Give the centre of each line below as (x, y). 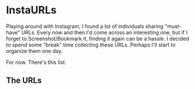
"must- (173, 26)
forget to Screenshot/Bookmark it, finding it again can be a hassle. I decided (98, 38)
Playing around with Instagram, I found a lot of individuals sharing (85, 26)
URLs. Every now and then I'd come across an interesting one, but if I (105, 32)
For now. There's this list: (36, 62)
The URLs (24, 81)
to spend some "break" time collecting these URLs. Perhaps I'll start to (91, 45)
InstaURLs (32, 10)
